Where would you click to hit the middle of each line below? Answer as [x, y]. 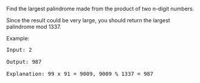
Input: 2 [19, 50]
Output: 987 [24, 62]
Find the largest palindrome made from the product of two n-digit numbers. [100, 9]
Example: [18, 38]
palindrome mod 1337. [34, 27]
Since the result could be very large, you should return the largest [88, 20]
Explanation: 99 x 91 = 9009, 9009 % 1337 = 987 [80, 74]
